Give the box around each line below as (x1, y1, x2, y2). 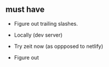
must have (5, 5, 45, 15)
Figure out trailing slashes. (13, 20, 79, 27)
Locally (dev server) (13, 31, 63, 38)
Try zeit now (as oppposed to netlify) (13, 43, 104, 50)
